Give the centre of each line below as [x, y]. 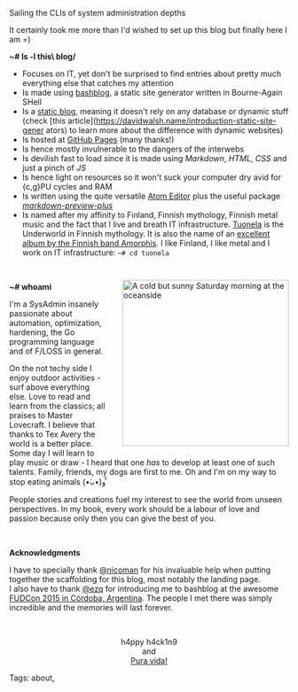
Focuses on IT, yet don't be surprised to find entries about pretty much [152, 74]
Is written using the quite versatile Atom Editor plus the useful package [151, 196]
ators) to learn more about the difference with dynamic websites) [165, 130]
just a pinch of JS [54, 168]
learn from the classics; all [57, 406]
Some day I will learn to [52, 453]
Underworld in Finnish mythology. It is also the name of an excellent [146, 233]
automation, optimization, [55, 323]
